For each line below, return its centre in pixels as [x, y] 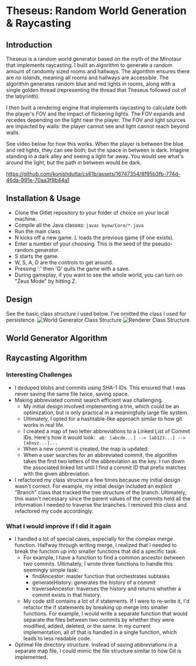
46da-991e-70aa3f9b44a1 [38, 180]
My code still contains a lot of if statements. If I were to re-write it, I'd [106, 601]
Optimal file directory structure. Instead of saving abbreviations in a [96, 645]
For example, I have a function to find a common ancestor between [104, 557]
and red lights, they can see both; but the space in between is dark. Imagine [98, 150]
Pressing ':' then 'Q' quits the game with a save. [72, 268]
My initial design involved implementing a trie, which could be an [101, 406]
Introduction [29, 45]
